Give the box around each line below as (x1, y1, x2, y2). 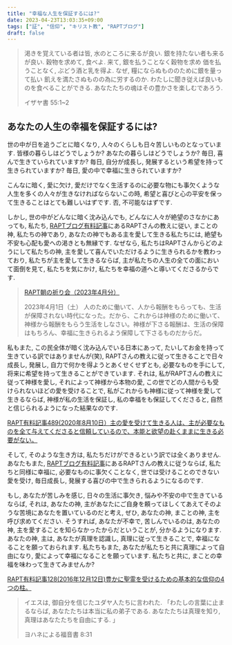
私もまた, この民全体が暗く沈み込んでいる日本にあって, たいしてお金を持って (7, 344, 224, 352)
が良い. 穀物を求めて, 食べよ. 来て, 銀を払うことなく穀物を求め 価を (23, 58, 215, 66)
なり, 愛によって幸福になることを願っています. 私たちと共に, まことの (19, 552, 216, 560)
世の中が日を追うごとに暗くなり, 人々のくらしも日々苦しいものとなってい (7, 140, 216, 149)
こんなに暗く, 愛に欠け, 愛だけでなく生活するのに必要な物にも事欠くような (7, 181, 220, 189)
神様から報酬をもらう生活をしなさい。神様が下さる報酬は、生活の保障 (23, 320, 224, 328)
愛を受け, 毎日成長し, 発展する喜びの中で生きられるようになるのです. (7, 476, 204, 485)
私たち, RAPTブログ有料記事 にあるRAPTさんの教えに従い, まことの (28, 222, 218, 230)
